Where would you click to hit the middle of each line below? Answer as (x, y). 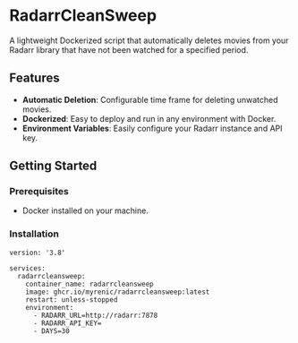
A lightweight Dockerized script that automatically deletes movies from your (149, 40)
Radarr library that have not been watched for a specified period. (129, 49)
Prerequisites (39, 192)
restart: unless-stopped (72, 300)
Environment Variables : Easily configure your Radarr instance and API (153, 128)
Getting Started (53, 166)
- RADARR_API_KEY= (67, 323)
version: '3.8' (38, 253)
